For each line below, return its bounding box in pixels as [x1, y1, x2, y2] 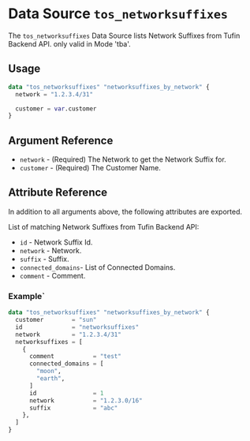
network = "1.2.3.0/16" [28, 396, 144, 405]
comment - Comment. [19, 271, 86, 280]
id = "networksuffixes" [15, 323, 140, 331]
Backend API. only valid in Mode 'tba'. [8, 39, 132, 48]
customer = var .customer [15, 104, 97, 113]
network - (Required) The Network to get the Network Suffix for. [19, 155, 226, 164]
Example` [8, 290, 46, 301]
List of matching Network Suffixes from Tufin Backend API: [8, 222, 200, 231]
